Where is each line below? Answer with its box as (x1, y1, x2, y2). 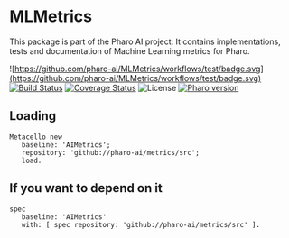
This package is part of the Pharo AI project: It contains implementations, (9, 36, 282, 47)
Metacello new (9, 133, 63, 142)
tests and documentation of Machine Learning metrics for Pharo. (9, 45, 250, 56)
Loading (9, 108, 57, 124)
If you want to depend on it (9, 180, 163, 196)
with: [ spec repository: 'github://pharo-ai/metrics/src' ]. (21, 220, 260, 229)
